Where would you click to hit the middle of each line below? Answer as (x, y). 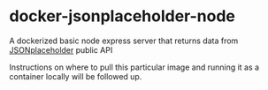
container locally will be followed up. (76, 76)
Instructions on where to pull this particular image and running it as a (134, 67)
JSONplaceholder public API (61, 49)
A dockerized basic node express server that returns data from (124, 41)
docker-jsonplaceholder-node (123, 16)
